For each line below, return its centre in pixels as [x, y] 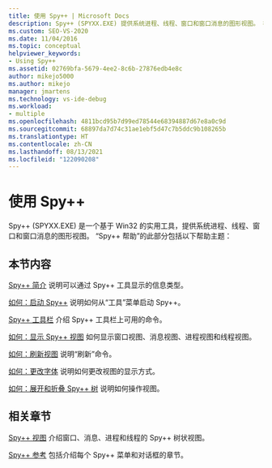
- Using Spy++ [32, 62]
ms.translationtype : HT [49, 136]
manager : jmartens [39, 91]
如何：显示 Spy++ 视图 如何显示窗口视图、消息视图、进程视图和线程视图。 [132, 337]
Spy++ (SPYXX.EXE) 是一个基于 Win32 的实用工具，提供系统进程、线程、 [131, 226]
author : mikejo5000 [41, 76]
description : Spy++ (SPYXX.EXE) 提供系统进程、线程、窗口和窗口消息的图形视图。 [134, 24]
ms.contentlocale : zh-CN [50, 144]
